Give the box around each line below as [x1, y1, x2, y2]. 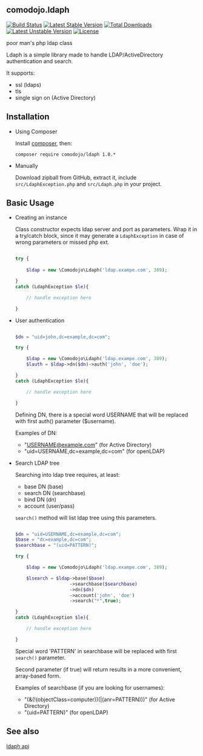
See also [6, 726, 39, 737]
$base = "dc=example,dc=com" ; [15, 536, 92, 543]
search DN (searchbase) [24, 489, 86, 496]
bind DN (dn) [24, 496, 56, 503]
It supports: [6, 69, 35, 77]
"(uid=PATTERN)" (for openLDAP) [24, 709, 108, 716]
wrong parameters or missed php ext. [15, 238, 110, 246]
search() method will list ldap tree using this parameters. [15, 514, 157, 521]
